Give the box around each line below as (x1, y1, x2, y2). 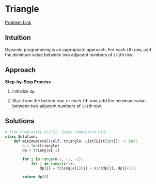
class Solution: (5, 134, 38, 139)
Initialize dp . (12, 88, 35, 94)
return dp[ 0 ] (22, 174, 49, 180)
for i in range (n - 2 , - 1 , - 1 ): (22, 157, 83, 162)
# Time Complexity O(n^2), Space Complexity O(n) (5, 130, 108, 135)
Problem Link (5, 19, 31, 25)
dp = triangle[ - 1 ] (22, 147, 60, 153)
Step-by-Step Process (5, 79, 51, 85)
